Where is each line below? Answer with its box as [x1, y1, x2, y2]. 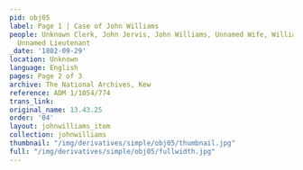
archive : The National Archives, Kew [9, 80, 151, 89]
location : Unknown [9, 55, 78, 64]
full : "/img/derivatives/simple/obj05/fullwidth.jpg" [9, 147, 216, 156]
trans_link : [9, 96, 54, 106]
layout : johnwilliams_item [9, 122, 111, 131]
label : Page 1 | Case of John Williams [9, 22, 160, 31]
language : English [9, 64, 78, 73]
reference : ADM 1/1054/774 [9, 88, 111, 97]
